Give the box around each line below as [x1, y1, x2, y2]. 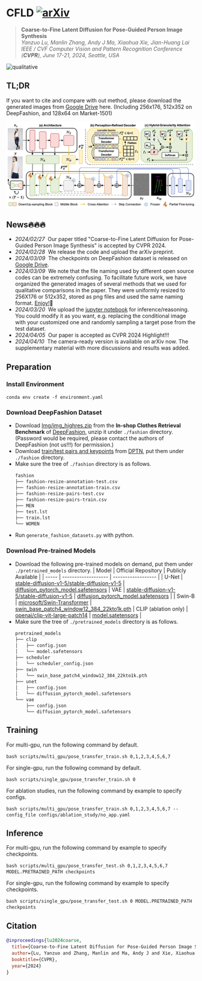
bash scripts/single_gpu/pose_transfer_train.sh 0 [6, 776, 136, 783]
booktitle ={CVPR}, [11, 956, 58, 962]
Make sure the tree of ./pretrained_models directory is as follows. [14, 618, 179, 625]
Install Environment [6, 380, 64, 388]
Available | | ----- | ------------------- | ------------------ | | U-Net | [14, 573, 183, 580]
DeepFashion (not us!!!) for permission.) [14, 441, 114, 448]
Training [6, 725, 38, 735]
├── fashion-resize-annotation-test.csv [14, 479, 118, 485]
